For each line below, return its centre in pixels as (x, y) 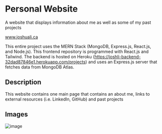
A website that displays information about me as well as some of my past (78, 22)
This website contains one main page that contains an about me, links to (77, 94)
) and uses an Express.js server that (121, 62)
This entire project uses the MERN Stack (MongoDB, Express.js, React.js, (78, 46)
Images (17, 114)
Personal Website (41, 9)
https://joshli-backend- (118, 56)
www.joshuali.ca (21, 37)
